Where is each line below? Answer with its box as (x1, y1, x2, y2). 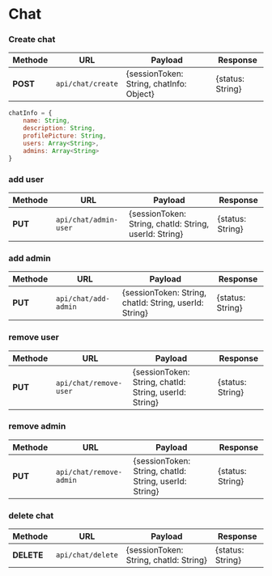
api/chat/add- (55, 294, 111, 303)
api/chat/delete (55, 551, 119, 560)
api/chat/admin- (55, 215, 119, 224)
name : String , (23, 116, 70, 125)
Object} (125, 88, 155, 100)
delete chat (8, 510, 54, 521)
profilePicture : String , (23, 132, 107, 140)
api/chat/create (55, 79, 119, 89)
